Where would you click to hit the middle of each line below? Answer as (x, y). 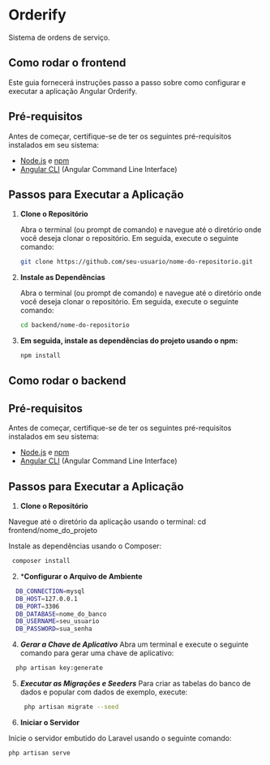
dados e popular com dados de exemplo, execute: (104, 692)
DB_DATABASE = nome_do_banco (61, 614)
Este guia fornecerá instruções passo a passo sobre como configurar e (127, 82)
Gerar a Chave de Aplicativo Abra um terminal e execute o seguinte (134, 645)
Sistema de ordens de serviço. (60, 37)
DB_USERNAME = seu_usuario (58, 621)
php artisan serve (39, 753)
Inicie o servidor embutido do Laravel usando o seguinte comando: (120, 738)
